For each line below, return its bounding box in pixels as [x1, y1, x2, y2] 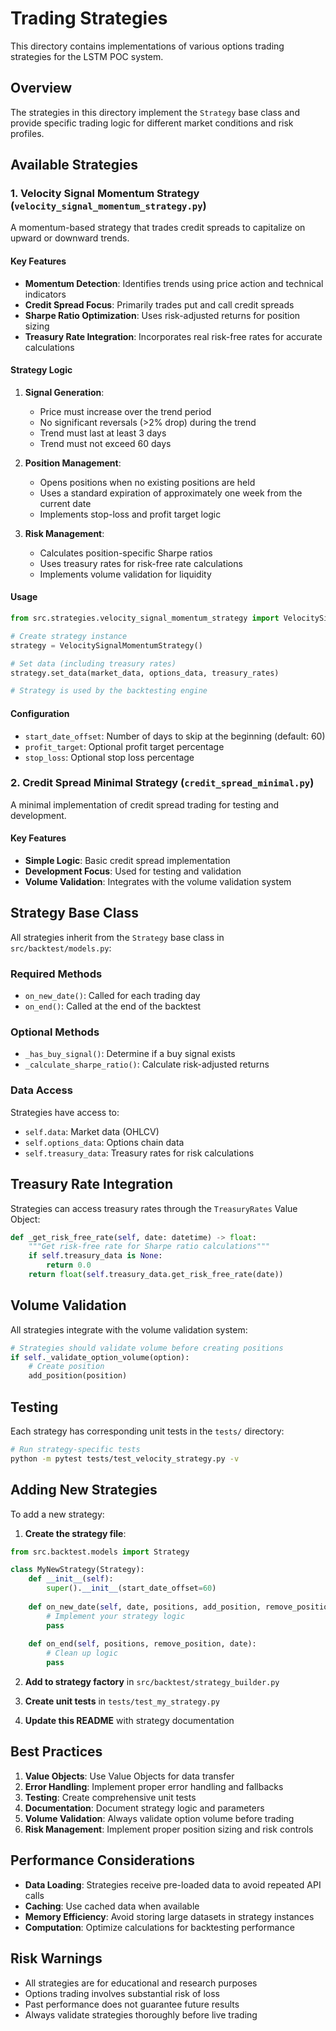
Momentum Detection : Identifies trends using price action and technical [24, 277, 324, 289]
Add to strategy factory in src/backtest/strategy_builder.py [24, 1676, 280, 1688]
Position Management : [24, 457, 122, 469]
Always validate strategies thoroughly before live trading [24, 2008, 258, 2021]
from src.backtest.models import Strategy [10, 1547, 190, 1557]
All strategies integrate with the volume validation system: [10, 1323, 248, 1336]
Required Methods [10, 967, 103, 981]
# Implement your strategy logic [46, 1611, 186, 1621]
